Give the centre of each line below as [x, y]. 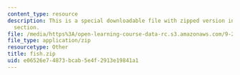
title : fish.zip [31, 54]
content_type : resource [43, 14]
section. [27, 27]
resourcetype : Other [38, 47]
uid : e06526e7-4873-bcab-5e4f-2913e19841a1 [73, 61]
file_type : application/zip [49, 41]
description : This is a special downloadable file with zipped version [116, 21]
